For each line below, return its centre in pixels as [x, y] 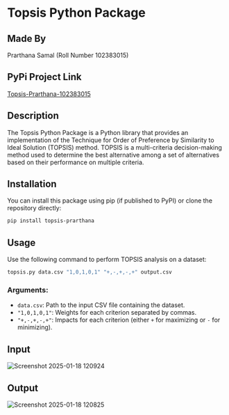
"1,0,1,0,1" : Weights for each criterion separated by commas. [107, 313]
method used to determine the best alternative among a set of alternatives [113, 155]
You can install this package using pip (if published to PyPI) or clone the [110, 201]
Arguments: [28, 290]
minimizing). [35, 327]
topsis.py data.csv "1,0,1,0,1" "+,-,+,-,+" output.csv [90, 272]
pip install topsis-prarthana [51, 221]
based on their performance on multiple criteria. [76, 162]
